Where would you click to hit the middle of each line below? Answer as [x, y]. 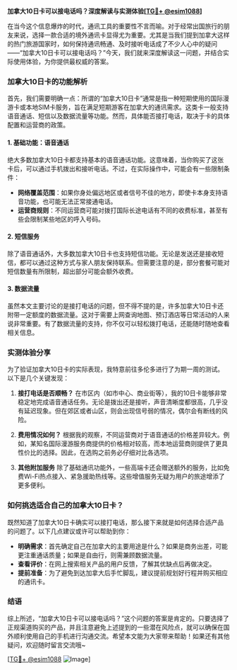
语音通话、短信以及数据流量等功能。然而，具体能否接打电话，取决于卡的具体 [119, 116]
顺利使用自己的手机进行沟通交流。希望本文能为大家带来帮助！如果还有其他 [121, 636]
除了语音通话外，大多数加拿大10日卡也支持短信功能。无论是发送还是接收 [113, 254]
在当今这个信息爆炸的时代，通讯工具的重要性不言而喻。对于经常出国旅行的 [115, 26]
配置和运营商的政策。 [38, 125]
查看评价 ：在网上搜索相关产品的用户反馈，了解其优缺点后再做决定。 [116, 564]
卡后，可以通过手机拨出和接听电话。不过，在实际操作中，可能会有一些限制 [115, 169]
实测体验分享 [29, 352]
